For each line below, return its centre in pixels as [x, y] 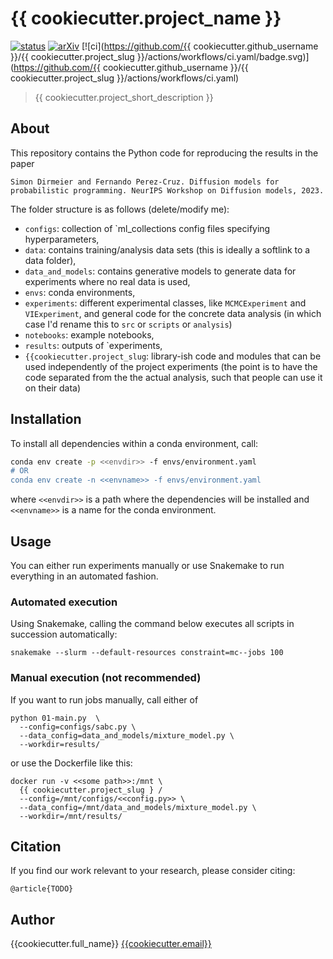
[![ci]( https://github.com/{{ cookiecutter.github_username [200, 46]
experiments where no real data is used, [107, 281]
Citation [36, 846]
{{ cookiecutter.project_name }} [146, 18]
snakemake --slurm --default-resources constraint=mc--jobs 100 [147, 653]
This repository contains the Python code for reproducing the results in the [164, 153]
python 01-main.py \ [55, 718]
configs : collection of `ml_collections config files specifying [147, 228]
